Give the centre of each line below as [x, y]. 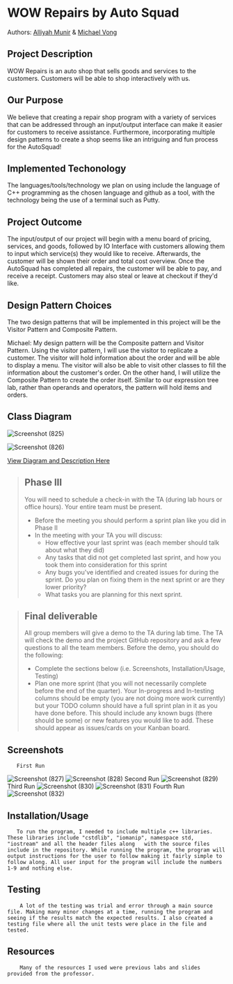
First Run [31, 766]
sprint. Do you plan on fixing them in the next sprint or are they [135, 580]
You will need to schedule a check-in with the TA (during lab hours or [123, 499]
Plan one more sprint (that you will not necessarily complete [121, 683]
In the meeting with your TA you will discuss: [98, 535]
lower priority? [66, 586]
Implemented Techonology [67, 168]
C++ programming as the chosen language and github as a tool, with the [111, 192]
